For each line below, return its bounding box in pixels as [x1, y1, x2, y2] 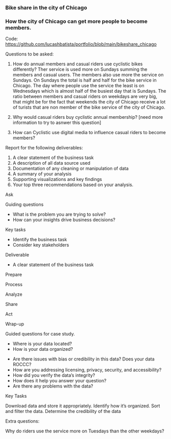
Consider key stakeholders [12, 242, 69, 248]
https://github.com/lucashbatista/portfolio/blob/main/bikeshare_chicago [5, 41, 157, 47]
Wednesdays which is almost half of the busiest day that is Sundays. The [12, 88, 167, 94]
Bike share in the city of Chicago [5, 4, 87, 11]
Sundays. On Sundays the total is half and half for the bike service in [12, 77, 157, 83]
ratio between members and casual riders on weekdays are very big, [12, 93, 157, 99]
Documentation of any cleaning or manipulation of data [12, 165, 129, 172]
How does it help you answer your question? [12, 378, 107, 384]
